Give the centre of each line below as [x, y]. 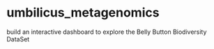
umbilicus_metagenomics [83, 13]
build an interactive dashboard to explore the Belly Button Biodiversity [107, 32]
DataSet [18, 39]
